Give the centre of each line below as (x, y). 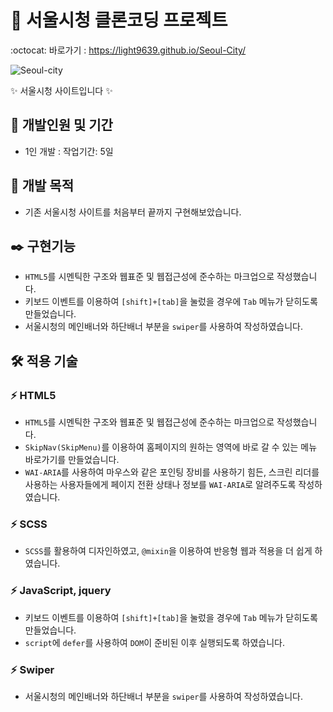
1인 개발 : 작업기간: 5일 (69, 151)
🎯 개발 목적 (42, 186)
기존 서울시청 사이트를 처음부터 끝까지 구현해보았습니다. (133, 212)
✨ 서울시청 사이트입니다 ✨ (61, 90)
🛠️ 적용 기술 (44, 361)
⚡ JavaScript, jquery (61, 591)
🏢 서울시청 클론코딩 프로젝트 (119, 20)
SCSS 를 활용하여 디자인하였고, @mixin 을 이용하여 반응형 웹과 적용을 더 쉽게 (168, 551)
